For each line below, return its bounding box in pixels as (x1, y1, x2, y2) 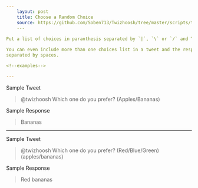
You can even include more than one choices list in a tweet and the (6, 47, 181, 53)
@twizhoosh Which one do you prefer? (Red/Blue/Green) (20, 147, 159, 154)
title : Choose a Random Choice (16, 14, 94, 20)
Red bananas (20, 176, 53, 183)
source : (16, 19, 35, 25)
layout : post (16, 8, 49, 15)
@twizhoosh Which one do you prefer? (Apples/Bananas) (20, 95, 160, 103)
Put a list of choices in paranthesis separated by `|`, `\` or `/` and (6, 36, 189, 42)
